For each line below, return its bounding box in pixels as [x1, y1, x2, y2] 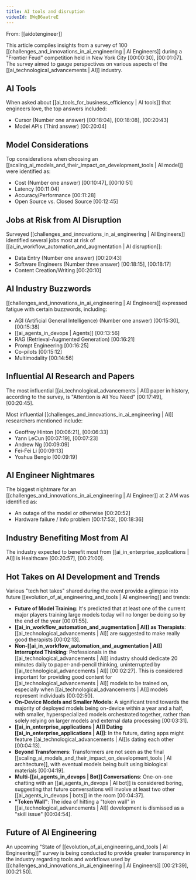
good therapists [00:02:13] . [14, 636, 81, 643]
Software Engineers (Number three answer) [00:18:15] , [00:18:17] [14, 260, 171, 268]
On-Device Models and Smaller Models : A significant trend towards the [14, 699, 189, 705]
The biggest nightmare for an [6, 486, 77, 493]
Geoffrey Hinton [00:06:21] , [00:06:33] [14, 428, 108, 435]
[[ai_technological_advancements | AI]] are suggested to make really [14, 630, 180, 637]
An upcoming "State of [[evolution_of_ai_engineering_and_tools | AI [6, 843, 168, 850]
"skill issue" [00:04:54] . [14, 811, 72, 817]
